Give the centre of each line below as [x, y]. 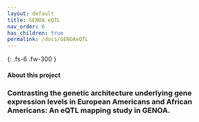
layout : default [31, 14]
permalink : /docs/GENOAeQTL [48, 40]
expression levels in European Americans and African [100, 101]
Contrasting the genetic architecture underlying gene [99, 93]
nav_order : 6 [26, 26]
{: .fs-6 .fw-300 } [32, 59]
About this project [34, 75]
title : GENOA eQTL [34, 20]
